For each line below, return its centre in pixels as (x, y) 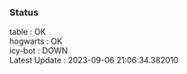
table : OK (28, 32)
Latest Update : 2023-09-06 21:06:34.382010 (94, 61)
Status (24, 12)
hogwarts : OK (36, 41)
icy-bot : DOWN (39, 51)
